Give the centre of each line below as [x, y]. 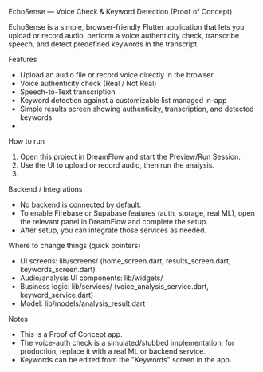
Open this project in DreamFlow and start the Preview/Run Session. [130, 156]
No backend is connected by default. [80, 204]
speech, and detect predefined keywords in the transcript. [104, 44]
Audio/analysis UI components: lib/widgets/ [91, 278]
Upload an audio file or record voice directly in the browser [116, 75]
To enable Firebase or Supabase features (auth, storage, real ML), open [137, 213]
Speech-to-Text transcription [67, 92]
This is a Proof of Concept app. [71, 334]
